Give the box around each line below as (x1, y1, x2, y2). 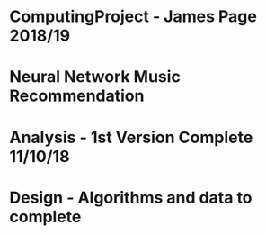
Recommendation (9, 86, 145, 106)
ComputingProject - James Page (9, 6, 258, 27)
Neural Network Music (9, 67, 182, 87)
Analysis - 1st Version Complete (9, 127, 253, 148)
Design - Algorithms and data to (9, 187, 253, 208)
